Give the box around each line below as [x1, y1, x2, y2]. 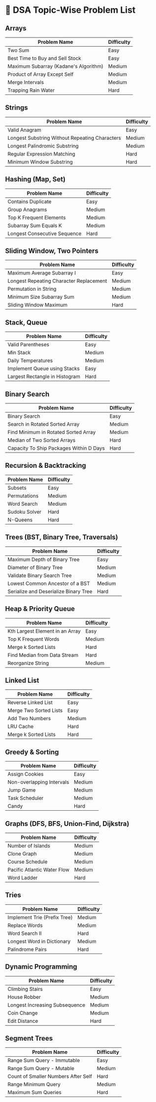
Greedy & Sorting [5, 748, 59, 756]
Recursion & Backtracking [5, 461, 86, 470]
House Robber [7, 993, 41, 1000]
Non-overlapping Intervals [7, 779, 69, 786]
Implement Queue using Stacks [7, 365, 80, 372]
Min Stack [7, 349, 31, 356]
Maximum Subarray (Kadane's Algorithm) [7, 63, 104, 69]
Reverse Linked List [7, 699, 53, 706]
